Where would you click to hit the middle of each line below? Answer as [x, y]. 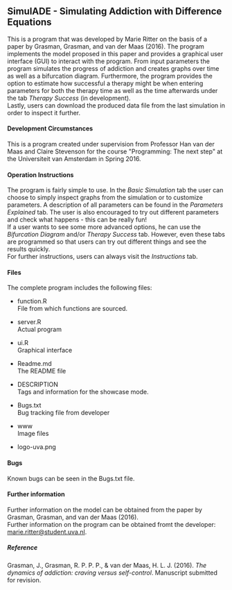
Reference [23, 548]
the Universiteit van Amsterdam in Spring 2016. [74, 159]
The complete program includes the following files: [80, 288]
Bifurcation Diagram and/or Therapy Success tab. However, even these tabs [116, 235]
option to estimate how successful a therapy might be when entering [105, 83]
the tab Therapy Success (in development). [69, 98]
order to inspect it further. [44, 112]
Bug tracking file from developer [63, 413]
